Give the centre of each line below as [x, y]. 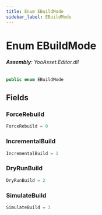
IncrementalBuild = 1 [32, 153]
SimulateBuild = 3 [28, 207]
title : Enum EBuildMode [35, 11]
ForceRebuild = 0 [27, 126]
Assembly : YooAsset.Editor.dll [43, 62]
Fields [17, 98]
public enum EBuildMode [35, 79]
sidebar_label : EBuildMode [39, 17]
